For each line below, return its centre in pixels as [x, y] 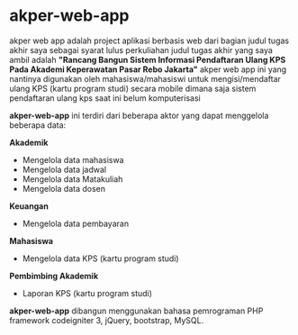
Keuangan [29, 206]
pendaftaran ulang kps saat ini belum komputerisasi [105, 98]
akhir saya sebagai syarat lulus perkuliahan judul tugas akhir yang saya [141, 50]
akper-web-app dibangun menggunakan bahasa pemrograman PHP [136, 311]
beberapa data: [38, 125]
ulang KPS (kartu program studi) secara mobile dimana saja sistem [133, 88]
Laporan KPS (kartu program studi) [87, 293]
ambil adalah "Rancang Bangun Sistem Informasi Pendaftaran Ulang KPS [148, 59]
